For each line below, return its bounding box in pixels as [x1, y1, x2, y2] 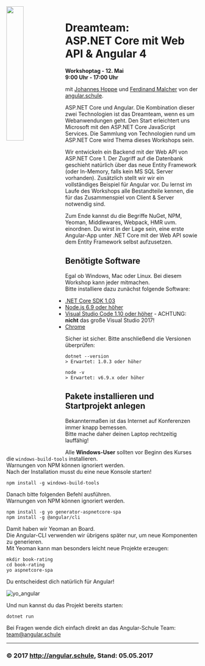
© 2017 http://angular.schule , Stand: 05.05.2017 [6, 651, 154, 660]
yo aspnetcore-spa [6, 567, 53, 573]
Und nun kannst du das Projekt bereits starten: [6, 601, 124, 608]
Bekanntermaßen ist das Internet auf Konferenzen [65, 417, 191, 424]
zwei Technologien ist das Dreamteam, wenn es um [65, 110, 195, 118]
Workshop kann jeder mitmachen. [65, 279, 151, 286]
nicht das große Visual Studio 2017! [65, 316, 155, 324]
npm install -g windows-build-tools [6, 480, 99, 486]
